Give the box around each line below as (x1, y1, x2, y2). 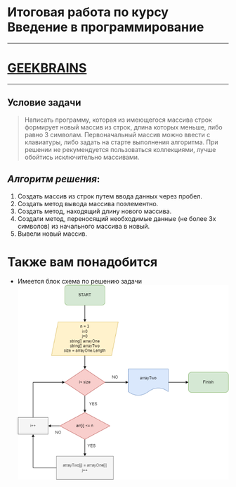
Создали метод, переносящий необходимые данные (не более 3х (17, 214, 216, 222)
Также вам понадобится (7, 254, 158, 270)
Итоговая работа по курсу (7, 4, 169, 20)
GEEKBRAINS (7, 61, 87, 76)
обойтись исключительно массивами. (24, 153, 140, 161)
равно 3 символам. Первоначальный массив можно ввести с (24, 130, 211, 139)
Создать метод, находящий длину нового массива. (17, 207, 172, 215)
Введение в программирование (7, 19, 204, 35)
